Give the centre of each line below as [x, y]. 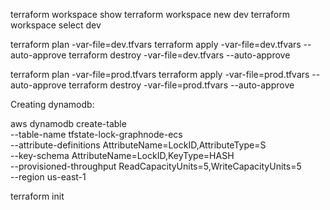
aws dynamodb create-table [68, 123]
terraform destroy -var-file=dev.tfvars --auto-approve [179, 55]
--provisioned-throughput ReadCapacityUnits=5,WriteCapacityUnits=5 [156, 166]
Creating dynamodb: [52, 104]
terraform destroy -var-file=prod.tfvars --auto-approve [181, 85]
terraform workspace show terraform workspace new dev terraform [150, 14]
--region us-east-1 [48, 177]
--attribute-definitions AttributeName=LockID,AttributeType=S [138, 145]
